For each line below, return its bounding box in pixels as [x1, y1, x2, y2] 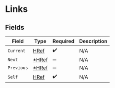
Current [7, 48, 26, 53]
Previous [7, 65, 28, 70]
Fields [5, 23, 25, 32]
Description [79, 38, 108, 44]
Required [53, 38, 75, 44]
